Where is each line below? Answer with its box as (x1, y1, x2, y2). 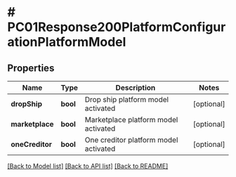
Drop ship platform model (84, 95, 169, 104)
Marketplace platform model (84, 115, 178, 124)
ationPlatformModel (7, 34, 126, 50)
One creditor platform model (84, 135, 178, 145)
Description (115, 83, 156, 92)
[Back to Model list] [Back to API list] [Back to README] (7, 162, 169, 170)
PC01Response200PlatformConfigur (7, 19, 226, 35)
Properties (7, 62, 55, 74)
